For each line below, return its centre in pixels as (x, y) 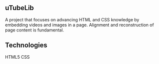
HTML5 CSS (18, 57)
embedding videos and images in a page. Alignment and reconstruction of (79, 25)
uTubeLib (20, 8)
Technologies (26, 45)
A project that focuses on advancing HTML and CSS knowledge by (72, 19)
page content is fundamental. (35, 30)
